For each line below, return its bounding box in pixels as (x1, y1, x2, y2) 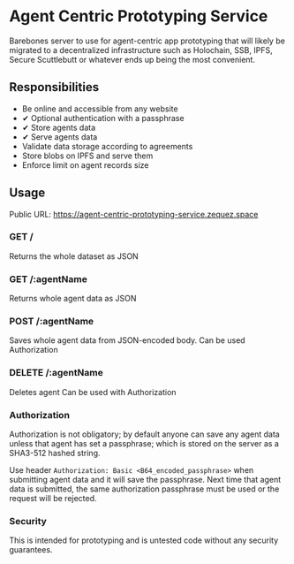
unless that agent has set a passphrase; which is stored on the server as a (9, 438, 280, 449)
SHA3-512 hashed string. (9, 448, 101, 459)
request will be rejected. (9, 493, 97, 504)
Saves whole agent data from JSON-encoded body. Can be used (9, 335, 245, 346)
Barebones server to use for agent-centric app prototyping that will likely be (9, 35, 285, 46)
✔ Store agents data (21, 122, 96, 133)
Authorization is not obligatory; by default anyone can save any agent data (9, 429, 280, 439)
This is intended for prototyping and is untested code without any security (9, 535, 279, 545)
